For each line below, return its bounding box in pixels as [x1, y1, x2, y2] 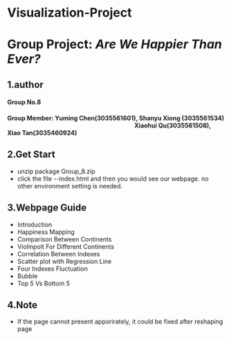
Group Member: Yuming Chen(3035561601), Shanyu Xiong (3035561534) [7, 114, 225, 122]
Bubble [17, 271, 38, 280]
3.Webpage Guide [7, 202, 87, 214]
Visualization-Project [7, 5, 132, 21]
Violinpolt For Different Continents [17, 242, 115, 251]
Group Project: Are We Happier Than [7, 37, 223, 53]
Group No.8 [7, 98, 41, 107]
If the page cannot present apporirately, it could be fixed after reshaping [17, 317, 223, 326]
